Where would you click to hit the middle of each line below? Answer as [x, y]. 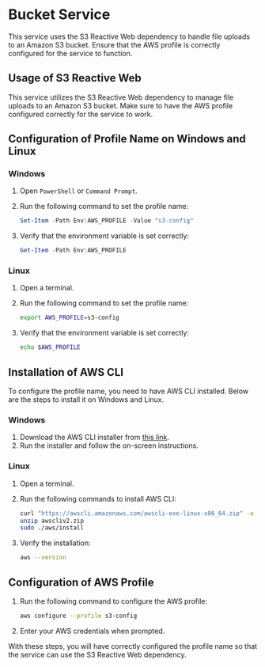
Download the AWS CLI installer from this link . [95, 438]
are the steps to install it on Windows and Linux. [86, 400]
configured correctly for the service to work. [81, 114]
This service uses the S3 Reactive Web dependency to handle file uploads [129, 36]
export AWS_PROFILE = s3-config [70, 318]
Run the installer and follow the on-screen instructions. [109, 445]
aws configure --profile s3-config [78, 616]
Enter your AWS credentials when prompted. [92, 631]
